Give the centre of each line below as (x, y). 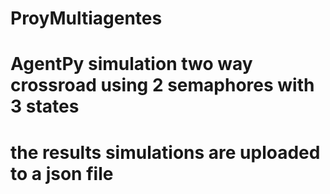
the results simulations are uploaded (165, 152)
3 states (45, 106)
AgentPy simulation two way (131, 64)
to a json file (62, 173)
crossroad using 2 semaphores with (162, 85)
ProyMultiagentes (86, 18)
